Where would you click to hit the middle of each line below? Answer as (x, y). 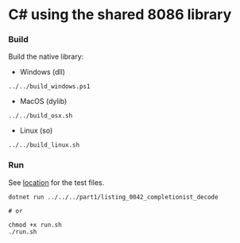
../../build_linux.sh (44, 145)
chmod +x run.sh (35, 225)
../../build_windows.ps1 (49, 87)
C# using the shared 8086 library (120, 15)
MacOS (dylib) (43, 102)
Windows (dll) (43, 72)
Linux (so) (36, 131)
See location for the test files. (56, 182)
